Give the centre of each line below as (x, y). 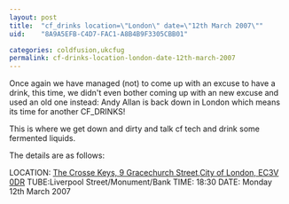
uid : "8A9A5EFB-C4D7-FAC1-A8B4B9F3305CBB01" (99, 34)
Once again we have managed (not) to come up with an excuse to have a (143, 83)
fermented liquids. (43, 138)
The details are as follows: (57, 155)
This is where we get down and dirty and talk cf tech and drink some (134, 129)
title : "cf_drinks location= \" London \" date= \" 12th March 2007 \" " (137, 26)
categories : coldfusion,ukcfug (67, 50)
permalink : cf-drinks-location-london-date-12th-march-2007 (123, 59)
